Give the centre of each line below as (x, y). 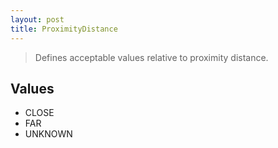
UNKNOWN (48, 134)
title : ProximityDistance (64, 29)
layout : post (37, 19)
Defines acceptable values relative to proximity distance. (151, 57)
